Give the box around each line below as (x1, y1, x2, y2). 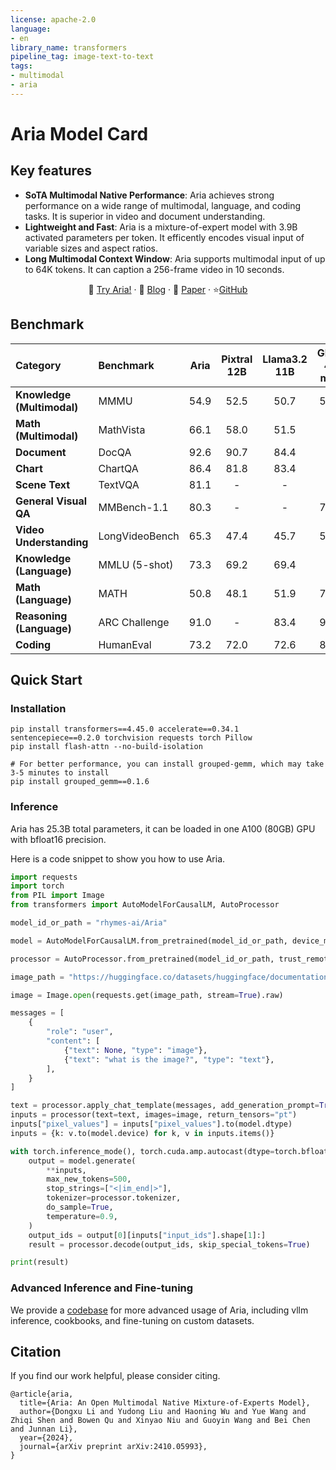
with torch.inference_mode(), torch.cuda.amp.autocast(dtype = (10, 1146, 275, 1156)
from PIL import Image (10, 891, 105, 901)
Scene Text (15, 477, 71, 491)
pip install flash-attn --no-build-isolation (10, 742, 203, 752)
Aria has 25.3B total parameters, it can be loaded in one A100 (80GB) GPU (10, 822, 316, 835)
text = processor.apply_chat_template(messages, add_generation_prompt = (10, 1101, 320, 1111)
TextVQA (98, 477, 140, 491)
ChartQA (98, 461, 139, 475)
